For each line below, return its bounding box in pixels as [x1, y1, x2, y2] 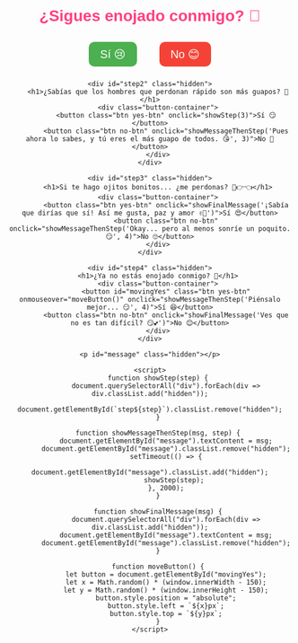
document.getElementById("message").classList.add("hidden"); [31, 468, 269, 477]
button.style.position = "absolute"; [95, 594, 237, 603]
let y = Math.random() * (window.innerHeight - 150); [63, 586, 269, 595]
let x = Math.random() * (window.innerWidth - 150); [65, 578, 267, 587]
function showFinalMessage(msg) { [92, 507, 223, 516]
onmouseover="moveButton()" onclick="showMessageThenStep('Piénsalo [19, 295, 281, 304]
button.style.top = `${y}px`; [110, 610, 223, 619]
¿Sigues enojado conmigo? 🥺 [39, 6, 261, 25]
